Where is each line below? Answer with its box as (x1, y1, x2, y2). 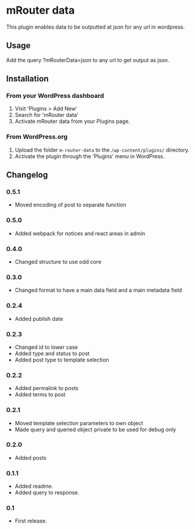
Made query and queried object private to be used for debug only (14, 426, 177, 433)
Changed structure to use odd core (14, 258, 101, 265)
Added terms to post (14, 391, 66, 398)
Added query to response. (14, 489, 79, 496)
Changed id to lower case (14, 344, 79, 351)
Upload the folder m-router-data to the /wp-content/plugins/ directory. (14, 146, 190, 153)
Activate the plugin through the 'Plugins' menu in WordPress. (14, 153, 165, 160)
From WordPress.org (6, 132, 68, 141)
